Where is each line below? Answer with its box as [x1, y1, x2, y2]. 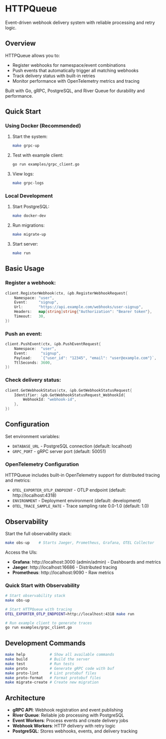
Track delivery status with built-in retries [12, 73, 95, 79]
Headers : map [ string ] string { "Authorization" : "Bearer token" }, [14, 309, 153, 314]
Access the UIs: [5, 549, 38, 555]
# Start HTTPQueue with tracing [5, 606, 72, 612]
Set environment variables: [5, 433, 60, 439]
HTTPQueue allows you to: [5, 52, 60, 58]
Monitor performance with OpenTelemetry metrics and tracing [12, 78, 140, 84]
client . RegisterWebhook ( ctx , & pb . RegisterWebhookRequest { [5, 291, 128, 296]
